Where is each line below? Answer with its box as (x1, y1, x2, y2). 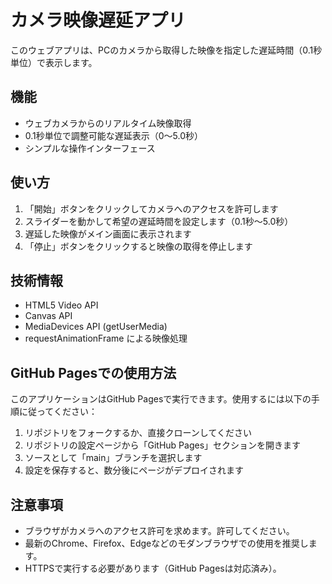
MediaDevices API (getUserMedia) (24, 321, 168, 333)
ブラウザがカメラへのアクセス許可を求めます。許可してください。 (24, 525, 295, 536)
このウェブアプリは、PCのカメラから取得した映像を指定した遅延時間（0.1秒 (10, 44, 323, 56)
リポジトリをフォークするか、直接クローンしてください (24, 427, 252, 439)
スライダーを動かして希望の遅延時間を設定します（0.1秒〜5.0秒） (24, 215, 294, 227)
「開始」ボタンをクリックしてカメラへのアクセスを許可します (24, 202, 279, 215)
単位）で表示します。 (10, 56, 98, 68)
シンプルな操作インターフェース (24, 142, 156, 154)
